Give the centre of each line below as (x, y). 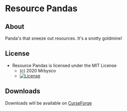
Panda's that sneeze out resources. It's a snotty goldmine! (63, 38)
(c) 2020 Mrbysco (38, 70)
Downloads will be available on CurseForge (48, 103)
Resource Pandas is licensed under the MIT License (64, 65)
